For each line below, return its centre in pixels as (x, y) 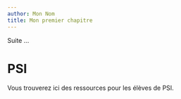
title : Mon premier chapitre (50, 20)
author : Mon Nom (31, 14)
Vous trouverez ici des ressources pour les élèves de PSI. (90, 88)
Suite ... (18, 40)
